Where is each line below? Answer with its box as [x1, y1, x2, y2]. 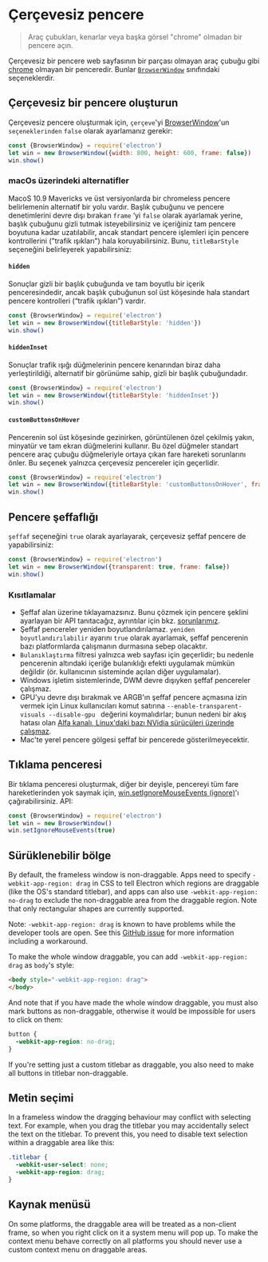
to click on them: [8, 1014, 64, 1024]
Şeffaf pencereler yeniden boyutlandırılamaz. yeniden [19, 624, 195, 633]
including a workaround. [8, 937, 89, 946]
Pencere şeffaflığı [8, 510, 98, 524]
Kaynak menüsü [8, 1198, 91, 1212]
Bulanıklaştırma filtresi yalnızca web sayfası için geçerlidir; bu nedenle [19, 649, 254, 659]
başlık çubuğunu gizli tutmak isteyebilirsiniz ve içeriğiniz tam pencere [8, 218, 236, 229]
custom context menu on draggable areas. [8, 1244, 148, 1254]
